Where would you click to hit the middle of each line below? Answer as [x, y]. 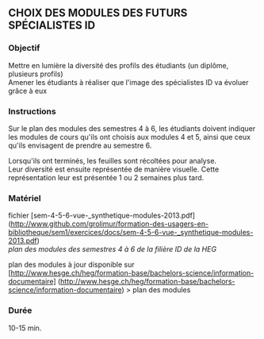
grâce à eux [28, 91]
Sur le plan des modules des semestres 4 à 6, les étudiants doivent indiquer [132, 128]
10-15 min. [25, 328]
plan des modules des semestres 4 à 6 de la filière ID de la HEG [112, 249]
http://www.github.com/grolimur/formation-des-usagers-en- [109, 224]
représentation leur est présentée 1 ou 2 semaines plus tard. [106, 177]
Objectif [24, 48]
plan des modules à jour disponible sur [71, 264]
